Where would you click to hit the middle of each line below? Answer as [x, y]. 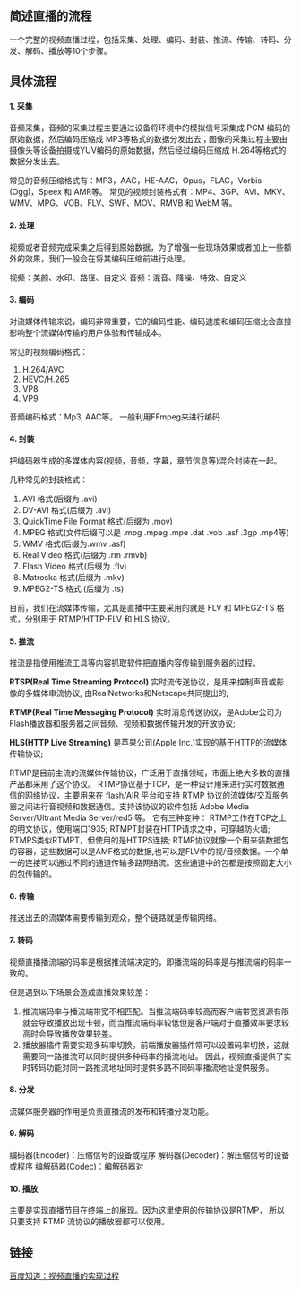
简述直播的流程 [51, 16]
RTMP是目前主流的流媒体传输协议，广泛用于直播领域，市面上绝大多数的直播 [150, 773]
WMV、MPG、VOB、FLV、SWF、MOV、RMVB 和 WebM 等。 [123, 203]
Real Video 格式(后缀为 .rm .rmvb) [85, 555]
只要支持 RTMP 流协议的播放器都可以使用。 [90, 1222]
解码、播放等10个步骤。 [68, 50]
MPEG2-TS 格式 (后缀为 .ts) [73, 589]
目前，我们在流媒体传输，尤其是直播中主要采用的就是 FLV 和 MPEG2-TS [142, 608]
